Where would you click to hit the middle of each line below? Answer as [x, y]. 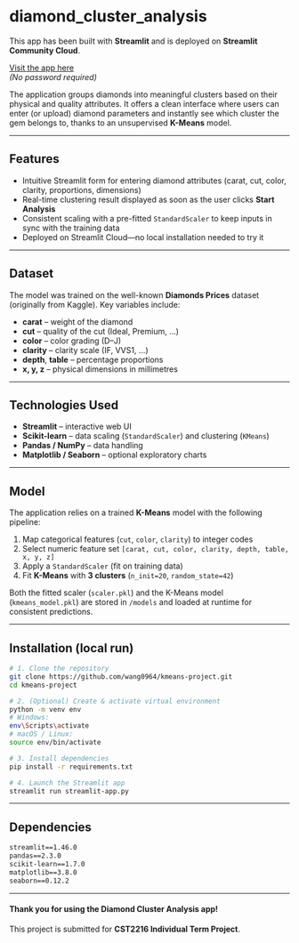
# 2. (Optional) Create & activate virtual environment [115, 701]
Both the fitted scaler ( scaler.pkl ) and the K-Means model [117, 592]
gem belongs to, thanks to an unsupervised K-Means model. [121, 123]
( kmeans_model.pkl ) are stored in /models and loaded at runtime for [130, 602]
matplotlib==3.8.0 [43, 872]
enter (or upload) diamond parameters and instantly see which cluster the [144, 113]
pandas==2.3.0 [36, 856]
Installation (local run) [72, 648]
